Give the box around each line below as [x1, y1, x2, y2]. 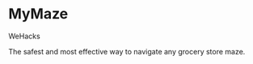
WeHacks [8, 31, 40, 41]
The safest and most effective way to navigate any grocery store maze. [8, 46, 246, 56]
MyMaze [8, 5, 69, 23]
